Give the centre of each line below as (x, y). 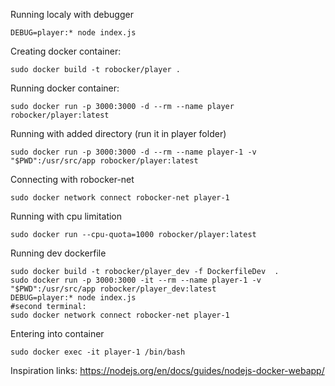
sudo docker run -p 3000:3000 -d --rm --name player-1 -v (133, 152)
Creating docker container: (66, 51)
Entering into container (57, 333)
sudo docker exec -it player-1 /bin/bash (98, 352)
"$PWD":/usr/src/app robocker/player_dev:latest (113, 289)
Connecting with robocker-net (72, 179)
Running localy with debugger (72, 14)
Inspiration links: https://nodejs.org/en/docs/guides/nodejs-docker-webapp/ (167, 370)
